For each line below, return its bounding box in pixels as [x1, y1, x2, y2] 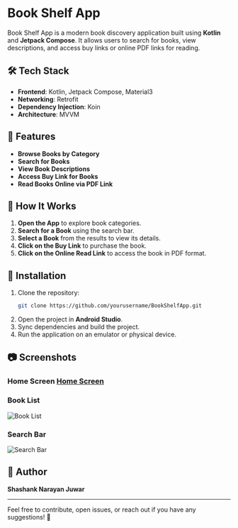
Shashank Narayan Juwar [7, 485, 85, 493]
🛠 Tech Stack [7, 65, 69, 77]
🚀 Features [7, 131, 56, 143]
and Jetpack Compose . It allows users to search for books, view [7, 35, 196, 44]
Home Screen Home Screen [7, 376, 105, 386]
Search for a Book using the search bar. [17, 226, 135, 235]
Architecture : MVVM [17, 110, 80, 119]
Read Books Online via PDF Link [17, 180, 113, 188]
